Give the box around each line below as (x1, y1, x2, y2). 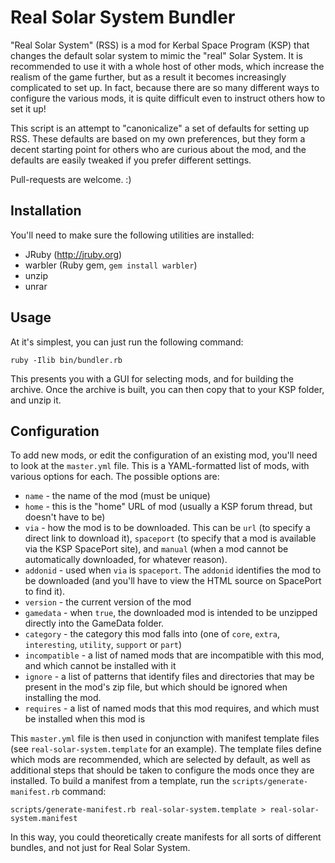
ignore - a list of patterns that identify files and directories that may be (24, 671, 315, 683)
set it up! (10, 102, 47, 115)
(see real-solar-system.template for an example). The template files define (10, 743, 322, 755)
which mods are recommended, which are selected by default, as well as (10, 754, 311, 766)
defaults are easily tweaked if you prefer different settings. (10, 154, 252, 166)
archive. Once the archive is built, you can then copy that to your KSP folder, (10, 383, 325, 395)
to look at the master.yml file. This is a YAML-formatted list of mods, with (10, 460, 310, 472)
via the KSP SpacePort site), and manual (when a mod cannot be (24, 543, 289, 555)
